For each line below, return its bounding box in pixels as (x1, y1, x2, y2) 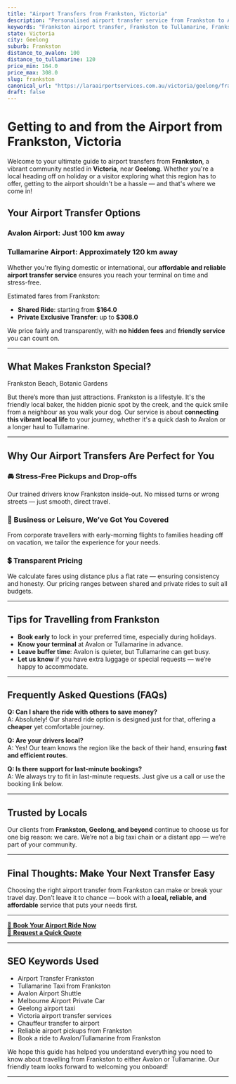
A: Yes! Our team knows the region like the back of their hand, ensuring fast (7, 744, 227, 752)
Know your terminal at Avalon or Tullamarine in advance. (17, 640, 183, 648)
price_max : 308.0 (7, 69, 58, 76)
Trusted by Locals (7, 807, 88, 818)
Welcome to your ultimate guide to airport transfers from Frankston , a (7, 157, 209, 166)
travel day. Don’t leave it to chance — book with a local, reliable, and (7, 894, 207, 902)
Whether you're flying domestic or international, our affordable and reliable (7, 263, 226, 271)
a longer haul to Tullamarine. (7, 423, 90, 431)
